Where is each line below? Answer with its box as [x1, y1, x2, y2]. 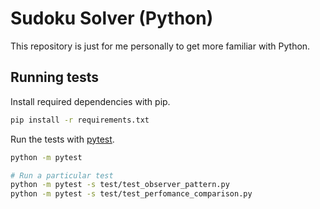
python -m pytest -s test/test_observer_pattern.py [10, 180, 230, 190]
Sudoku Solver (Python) [10, 7, 214, 30]
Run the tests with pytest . [10, 133, 115, 145]
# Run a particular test [10, 170, 114, 181]
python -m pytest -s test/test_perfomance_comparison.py [10, 189, 253, 199]
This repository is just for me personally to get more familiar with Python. [10, 40, 311, 52]
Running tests [10, 69, 100, 86]
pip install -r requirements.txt [10, 115, 150, 125]
